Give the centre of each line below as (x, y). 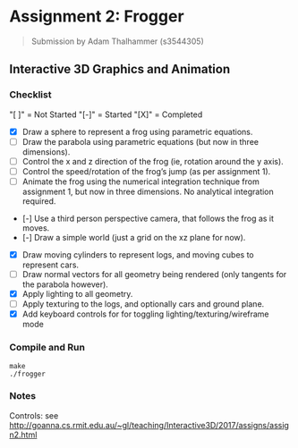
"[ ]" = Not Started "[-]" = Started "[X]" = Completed (106, 114)
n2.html (23, 435)
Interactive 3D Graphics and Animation (120, 69)
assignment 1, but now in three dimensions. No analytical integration (148, 191)
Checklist (30, 95)
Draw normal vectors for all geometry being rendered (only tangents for (154, 274)
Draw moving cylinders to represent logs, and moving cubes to (138, 254)
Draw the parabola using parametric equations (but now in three (140, 141)
